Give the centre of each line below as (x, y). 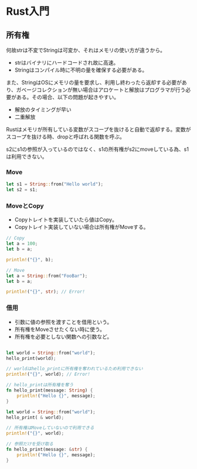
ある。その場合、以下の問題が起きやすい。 (67, 97)
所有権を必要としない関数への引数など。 (63, 336)
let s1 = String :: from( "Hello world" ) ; (55, 184)
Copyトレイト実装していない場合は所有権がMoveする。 (81, 227)
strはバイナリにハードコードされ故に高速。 (67, 63)
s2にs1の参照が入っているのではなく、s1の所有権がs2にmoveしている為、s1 (98, 149)
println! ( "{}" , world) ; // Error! (48, 374)
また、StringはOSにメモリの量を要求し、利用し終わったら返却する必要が (94, 82)
